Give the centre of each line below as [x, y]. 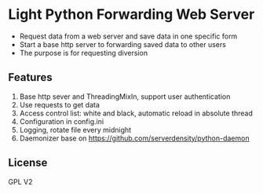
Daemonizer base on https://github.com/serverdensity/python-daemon [134, 138]
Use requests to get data [60, 104]
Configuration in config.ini [62, 121]
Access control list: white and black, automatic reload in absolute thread [136, 113]
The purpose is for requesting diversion [83, 53]
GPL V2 [20, 181]
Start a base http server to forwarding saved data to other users [122, 44]
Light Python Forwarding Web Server [131, 15]
